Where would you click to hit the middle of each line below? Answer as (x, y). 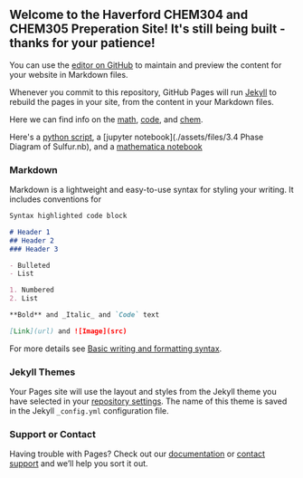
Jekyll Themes (43, 372)
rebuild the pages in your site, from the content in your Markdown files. (142, 101)
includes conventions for (56, 199)
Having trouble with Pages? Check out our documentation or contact (137, 454)
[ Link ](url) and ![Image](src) (68, 331)
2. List (24, 299)
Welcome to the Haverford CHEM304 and (129, 15)
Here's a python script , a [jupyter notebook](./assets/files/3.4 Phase (137, 137)
